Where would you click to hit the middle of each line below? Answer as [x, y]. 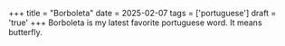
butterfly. [25, 32]
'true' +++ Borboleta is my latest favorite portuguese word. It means [136, 23]
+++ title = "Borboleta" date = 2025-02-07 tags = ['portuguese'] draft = [142, 13]
